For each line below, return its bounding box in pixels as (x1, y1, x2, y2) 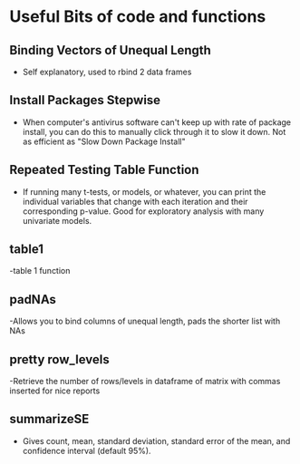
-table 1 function (9, 266, 71, 276)
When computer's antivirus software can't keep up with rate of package (22, 116, 292, 128)
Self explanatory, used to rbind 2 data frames (22, 66, 192, 77)
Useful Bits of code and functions (9, 6, 266, 27)
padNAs (9, 292, 57, 307)
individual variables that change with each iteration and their (22, 196, 248, 207)
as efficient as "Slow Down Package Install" (22, 136, 186, 147)
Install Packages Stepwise (9, 92, 161, 108)
